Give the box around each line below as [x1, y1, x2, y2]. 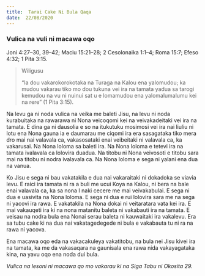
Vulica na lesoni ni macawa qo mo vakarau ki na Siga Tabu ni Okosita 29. [6, 262, 193, 269]
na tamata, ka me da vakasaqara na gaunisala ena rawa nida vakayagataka [6, 244, 195, 251]
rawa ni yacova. [6, 225, 47, 233]
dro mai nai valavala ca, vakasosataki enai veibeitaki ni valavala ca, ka [6, 136, 182, 143]
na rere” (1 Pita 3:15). [21, 98, 74, 106]
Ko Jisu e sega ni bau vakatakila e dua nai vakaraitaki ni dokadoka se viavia [6, 173, 197, 181]
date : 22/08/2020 [6, 15, 53, 21]
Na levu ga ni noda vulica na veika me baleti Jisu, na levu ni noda [6, 110, 170, 117]
